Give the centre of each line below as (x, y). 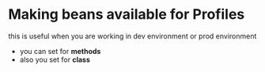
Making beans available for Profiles (127, 14)
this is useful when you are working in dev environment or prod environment (132, 36)
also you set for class (55, 59)
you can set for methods (60, 51)
